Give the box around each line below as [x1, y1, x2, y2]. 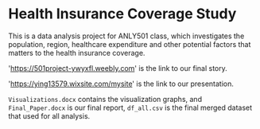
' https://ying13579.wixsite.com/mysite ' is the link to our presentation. [8, 79, 235, 88]
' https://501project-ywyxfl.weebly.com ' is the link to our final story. [8, 63, 228, 72]
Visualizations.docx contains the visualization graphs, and [8, 94, 203, 104]
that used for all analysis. [8, 111, 91, 120]
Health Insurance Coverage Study [8, 5, 237, 23]
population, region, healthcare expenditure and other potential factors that [8, 39, 251, 49]
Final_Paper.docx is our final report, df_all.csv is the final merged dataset [8, 103, 253, 112]
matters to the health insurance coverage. [8, 48, 146, 57]
